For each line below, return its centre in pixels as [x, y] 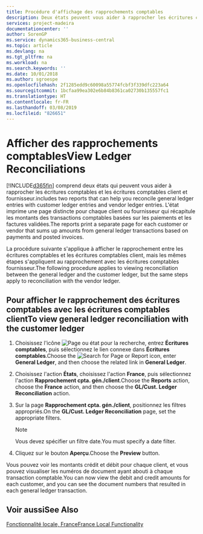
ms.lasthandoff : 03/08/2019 [42, 107]
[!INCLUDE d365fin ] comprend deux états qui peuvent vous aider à [89, 186]
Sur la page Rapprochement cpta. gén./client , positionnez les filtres [100, 405]
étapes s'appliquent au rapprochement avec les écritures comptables [93, 262]
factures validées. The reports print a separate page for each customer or [97, 224]
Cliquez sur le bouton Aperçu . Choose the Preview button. [87, 453]
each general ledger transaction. [47, 490]
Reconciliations [46, 169]
